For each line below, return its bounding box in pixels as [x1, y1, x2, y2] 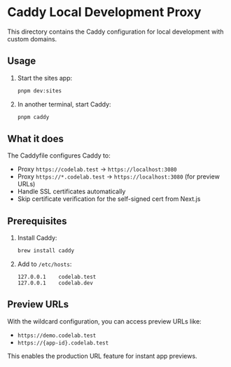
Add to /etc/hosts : [17, 260, 72, 268]
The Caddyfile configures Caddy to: [7, 151, 111, 160]
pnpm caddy [17, 113, 50, 120]
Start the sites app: [17, 74, 73, 82]
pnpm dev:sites [17, 87, 62, 95]
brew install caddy [17, 247, 75, 254]
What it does [7, 132, 64, 144]
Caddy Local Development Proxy [7, 4, 202, 20]
